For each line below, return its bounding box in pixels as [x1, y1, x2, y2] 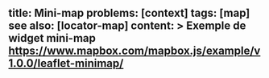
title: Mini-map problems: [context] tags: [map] [8, 6, 250, 20]
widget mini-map [8, 31, 97, 45]
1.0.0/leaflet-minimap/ [8, 56, 124, 71]
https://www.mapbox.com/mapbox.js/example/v [8, 44, 261, 58]
